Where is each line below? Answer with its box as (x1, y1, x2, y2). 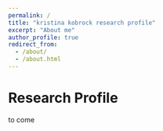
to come (8, 115, 35, 124)
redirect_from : (8, 41, 58, 49)
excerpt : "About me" (8, 26, 76, 34)
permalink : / (8, 11, 51, 20)
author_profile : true (8, 33, 79, 42)
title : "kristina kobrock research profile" (8, 19, 156, 27)
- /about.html (15, 56, 61, 64)
